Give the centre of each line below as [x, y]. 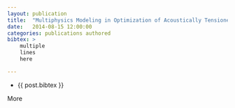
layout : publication [37, 14]
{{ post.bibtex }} [41, 85]
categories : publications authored [59, 33]
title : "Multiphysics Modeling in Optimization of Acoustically [104, 20]
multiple [33, 46]
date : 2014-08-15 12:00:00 [50, 26]
